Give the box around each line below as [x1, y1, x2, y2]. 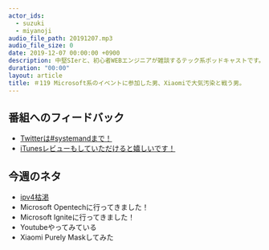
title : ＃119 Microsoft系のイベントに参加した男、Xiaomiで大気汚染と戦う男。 [8, 79, 246, 87]
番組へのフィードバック [8, 110, 124, 125]
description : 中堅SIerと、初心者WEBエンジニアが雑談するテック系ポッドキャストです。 [8, 57, 265, 65]
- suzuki [15, 19, 45, 27]
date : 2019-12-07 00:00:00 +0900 [8, 49, 120, 57]
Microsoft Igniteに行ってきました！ [19, 212, 135, 222]
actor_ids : [8, 11, 45, 20]
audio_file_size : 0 [8, 42, 74, 50]
